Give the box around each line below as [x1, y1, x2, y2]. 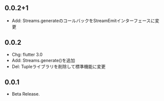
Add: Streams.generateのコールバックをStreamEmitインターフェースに [11, 17, 156, 24]
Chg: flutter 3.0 [11, 51, 43, 57]
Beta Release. [11, 91, 40, 97]
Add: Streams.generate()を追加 [11, 57, 75, 63]
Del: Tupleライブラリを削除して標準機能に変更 [11, 64, 106, 69]
